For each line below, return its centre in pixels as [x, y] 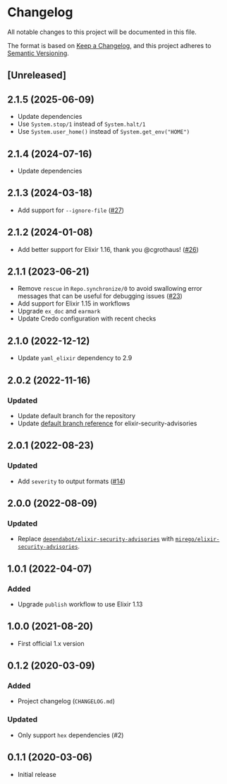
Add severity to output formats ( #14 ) [71, 481]
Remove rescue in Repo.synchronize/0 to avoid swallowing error [110, 289]
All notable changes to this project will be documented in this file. [102, 32]
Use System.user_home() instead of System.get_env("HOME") [104, 132]
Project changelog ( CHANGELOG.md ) [66, 701]
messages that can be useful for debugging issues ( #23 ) [100, 296]
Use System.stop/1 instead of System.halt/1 [81, 124]
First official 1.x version [51, 643]
